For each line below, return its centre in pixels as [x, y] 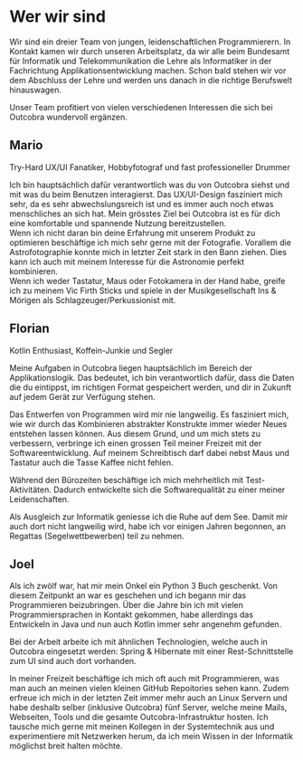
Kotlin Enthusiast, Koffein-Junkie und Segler [91, 350]
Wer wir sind [58, 17]
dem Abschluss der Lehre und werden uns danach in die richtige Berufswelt [151, 80]
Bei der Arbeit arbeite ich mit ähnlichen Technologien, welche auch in [139, 642]
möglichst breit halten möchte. [66, 746]
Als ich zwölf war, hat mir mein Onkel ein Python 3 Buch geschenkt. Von [144, 586]
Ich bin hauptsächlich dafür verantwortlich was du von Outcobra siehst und [150, 185]
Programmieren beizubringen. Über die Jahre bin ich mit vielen [127, 605]
